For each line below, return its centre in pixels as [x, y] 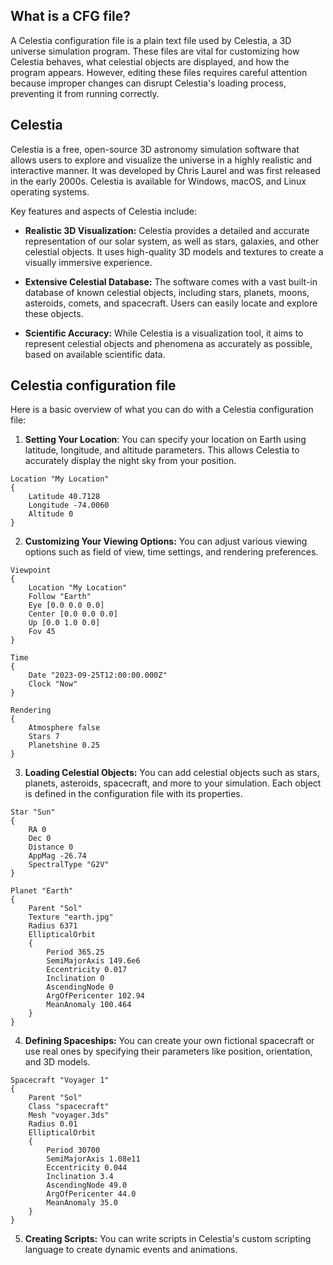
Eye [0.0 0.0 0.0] [66, 605]
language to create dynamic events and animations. [131, 1250]
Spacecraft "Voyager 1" [60, 1080]
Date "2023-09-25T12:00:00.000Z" [98, 675]
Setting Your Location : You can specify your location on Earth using [165, 440]
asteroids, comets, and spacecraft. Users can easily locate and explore [171, 303]
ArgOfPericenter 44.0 [91, 1194]
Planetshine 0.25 [64, 745]
